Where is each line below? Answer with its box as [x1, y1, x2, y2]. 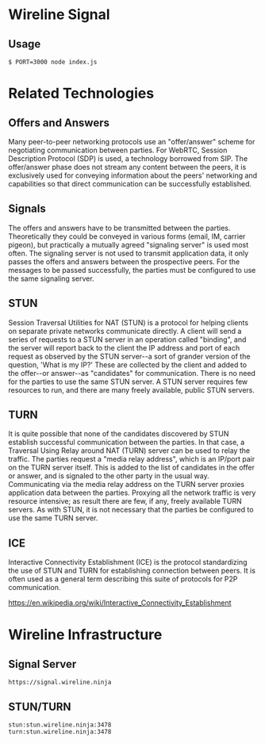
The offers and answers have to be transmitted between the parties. [8, 223, 231, 232]
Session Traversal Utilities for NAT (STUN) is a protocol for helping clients [8, 317, 248, 327]
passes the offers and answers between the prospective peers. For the [8, 256, 240, 267]
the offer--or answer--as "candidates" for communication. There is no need [8, 368, 256, 378]
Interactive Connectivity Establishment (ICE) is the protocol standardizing [8, 558, 248, 567]
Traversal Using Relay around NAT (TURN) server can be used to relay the [8, 446, 251, 455]
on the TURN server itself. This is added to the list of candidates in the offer [8, 462, 255, 473]
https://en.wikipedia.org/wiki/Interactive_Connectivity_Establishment [8, 598, 232, 608]
